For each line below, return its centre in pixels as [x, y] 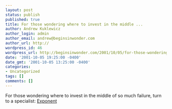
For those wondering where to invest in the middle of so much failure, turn [83, 95]
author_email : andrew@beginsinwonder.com [50, 39]
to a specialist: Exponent [31, 101]
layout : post [19, 10]
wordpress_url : [21, 52]
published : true [23, 19]
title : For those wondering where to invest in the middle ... [74, 24]
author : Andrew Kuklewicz [33, 29]
